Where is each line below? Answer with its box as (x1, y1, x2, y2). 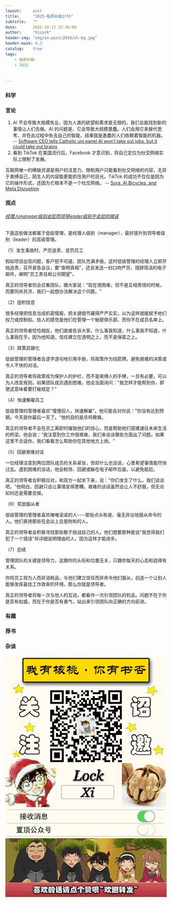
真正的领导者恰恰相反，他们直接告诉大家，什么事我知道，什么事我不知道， (5, 328, 162, 334)
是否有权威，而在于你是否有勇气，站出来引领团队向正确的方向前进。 (5, 598, 149, 605)
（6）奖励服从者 (5, 501, 40, 507)
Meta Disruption (5, 185, 39, 192)
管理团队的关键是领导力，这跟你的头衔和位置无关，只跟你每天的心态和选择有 (5, 557, 167, 563)
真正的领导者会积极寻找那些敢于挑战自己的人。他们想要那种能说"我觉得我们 (5, 529, 165, 535)
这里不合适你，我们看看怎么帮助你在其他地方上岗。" (5, 438, 115, 444)
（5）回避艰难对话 (5, 449, 45, 455)
